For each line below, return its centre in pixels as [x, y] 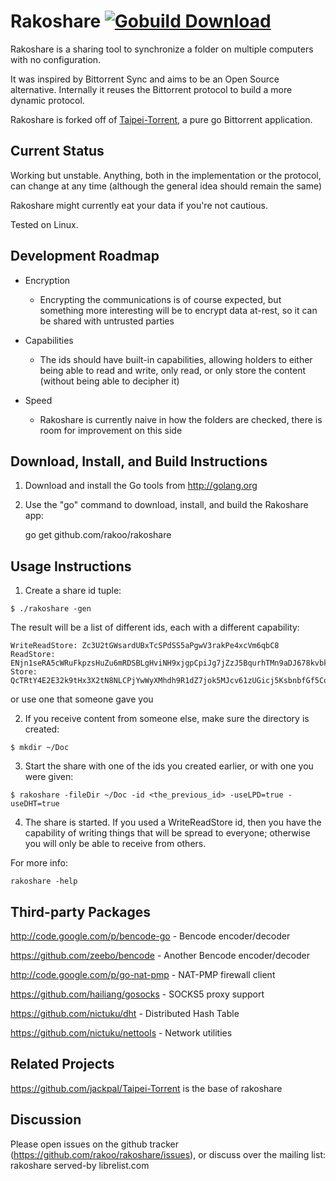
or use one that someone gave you [82, 699]
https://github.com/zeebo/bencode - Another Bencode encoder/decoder [160, 955]
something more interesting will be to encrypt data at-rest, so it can [178, 310]
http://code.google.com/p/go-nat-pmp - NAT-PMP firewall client [143, 974]
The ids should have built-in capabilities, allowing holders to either [176, 359]
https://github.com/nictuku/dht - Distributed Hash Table [125, 1013]
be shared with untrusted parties [107, 321]
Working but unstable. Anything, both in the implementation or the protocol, [166, 175]
